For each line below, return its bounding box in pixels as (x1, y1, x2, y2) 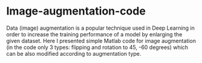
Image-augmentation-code (6, 4, 146, 18)
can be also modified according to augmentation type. (6, 50, 142, 57)
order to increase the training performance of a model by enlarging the (6, 30, 183, 38)
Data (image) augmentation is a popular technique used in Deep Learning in (6, 24, 195, 31)
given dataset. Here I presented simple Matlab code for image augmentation (6, 37, 197, 44)
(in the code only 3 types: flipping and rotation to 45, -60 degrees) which (6, 44, 189, 51)
